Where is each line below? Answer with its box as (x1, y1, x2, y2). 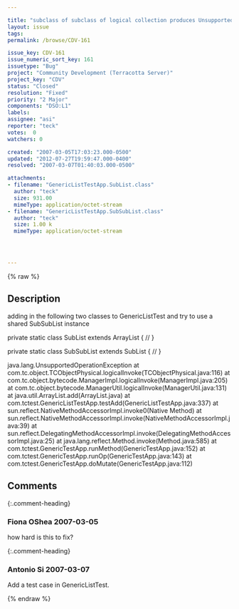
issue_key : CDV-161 (7, 49, 65, 57)
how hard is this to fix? (7, 533, 73, 541)
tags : (7, 30, 23, 37)
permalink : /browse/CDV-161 (7, 36, 91, 43)
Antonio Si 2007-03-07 (7, 564, 90, 574)
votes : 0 (7, 129, 37, 136)
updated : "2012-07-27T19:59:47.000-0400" (7, 155, 132, 163)
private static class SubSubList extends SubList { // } (7, 347, 161, 355)
